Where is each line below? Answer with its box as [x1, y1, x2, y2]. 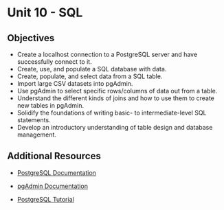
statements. [16, 116, 51, 124]
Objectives [7, 32, 55, 44]
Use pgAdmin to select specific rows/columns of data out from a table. [16, 87, 218, 95]
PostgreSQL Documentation [16, 168, 96, 176]
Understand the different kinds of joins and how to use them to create [16, 94, 214, 102]
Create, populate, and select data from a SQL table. [16, 72, 163, 80]
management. [16, 130, 57, 139]
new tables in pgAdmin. [16, 102, 85, 109]
